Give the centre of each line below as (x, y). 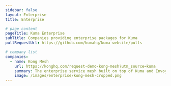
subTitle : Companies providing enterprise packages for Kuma (72, 38)
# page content (21, 28)
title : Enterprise (25, 19)
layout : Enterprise (26, 15)
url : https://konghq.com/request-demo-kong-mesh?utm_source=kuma (85, 66)
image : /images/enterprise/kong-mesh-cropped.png (68, 76)
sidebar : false (21, 10)
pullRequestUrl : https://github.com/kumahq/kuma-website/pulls (74, 43)
